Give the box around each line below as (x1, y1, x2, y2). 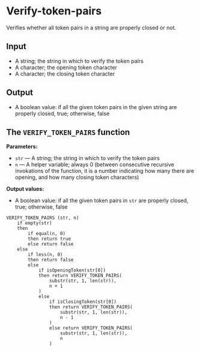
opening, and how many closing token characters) (14, 174, 139, 181)
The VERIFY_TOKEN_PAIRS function (6, 127, 130, 137)
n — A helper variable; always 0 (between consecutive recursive (14, 161, 174, 169)
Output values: (6, 185, 44, 192)
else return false (28, 241, 74, 247)
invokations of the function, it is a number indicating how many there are (14, 167, 195, 175)
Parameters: (6, 143, 38, 151)
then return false (28, 257, 74, 263)
